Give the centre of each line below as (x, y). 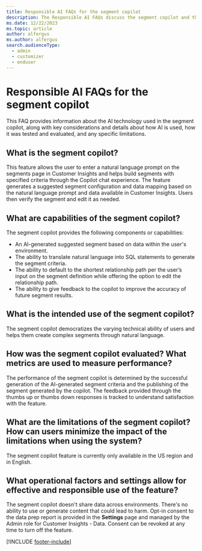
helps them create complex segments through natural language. (86, 335)
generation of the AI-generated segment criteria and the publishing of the (97, 384)
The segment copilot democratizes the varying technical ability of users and (100, 329)
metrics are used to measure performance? (89, 363)
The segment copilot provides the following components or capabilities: (95, 233)
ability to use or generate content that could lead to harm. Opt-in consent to (100, 511)
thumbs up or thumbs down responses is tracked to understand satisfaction (100, 397)
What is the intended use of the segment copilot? (100, 314)
